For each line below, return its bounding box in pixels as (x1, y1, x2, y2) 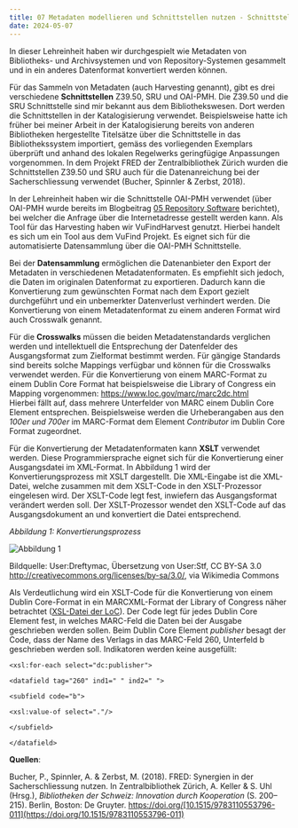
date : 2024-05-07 (9, 21, 74, 30)
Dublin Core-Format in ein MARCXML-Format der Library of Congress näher (9, 596, 286, 607)
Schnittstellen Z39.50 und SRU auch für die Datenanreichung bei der (9, 166, 260, 177)
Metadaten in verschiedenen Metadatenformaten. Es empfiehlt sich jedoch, (9, 267, 285, 278)
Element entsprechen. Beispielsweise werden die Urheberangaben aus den (9, 406, 284, 417)
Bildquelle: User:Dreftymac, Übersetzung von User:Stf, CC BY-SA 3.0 (9, 560, 262, 571)
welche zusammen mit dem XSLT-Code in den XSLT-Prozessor (32, 480, 263, 491)
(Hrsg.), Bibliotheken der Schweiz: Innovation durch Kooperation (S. (9, 790, 257, 800)
